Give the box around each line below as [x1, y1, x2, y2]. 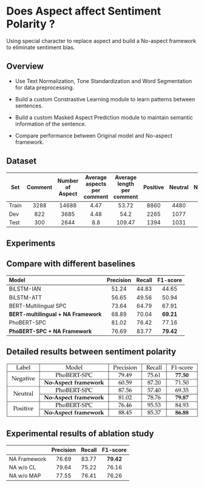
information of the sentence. [15, 120, 87, 127]
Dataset [6, 156, 37, 166]
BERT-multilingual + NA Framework [8, 311, 102, 318]
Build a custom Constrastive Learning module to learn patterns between [15, 95, 195, 102]
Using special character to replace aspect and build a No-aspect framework [6, 37, 196, 44]
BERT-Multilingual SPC [8, 302, 67, 309]
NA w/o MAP [8, 472, 41, 480]
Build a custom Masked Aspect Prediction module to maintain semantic [15, 113, 193, 121]
